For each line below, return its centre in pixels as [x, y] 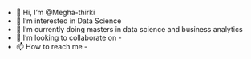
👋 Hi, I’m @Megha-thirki [55, 12]
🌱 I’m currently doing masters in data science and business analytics [129, 29]
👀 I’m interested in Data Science [69, 21]
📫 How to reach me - [52, 47]
